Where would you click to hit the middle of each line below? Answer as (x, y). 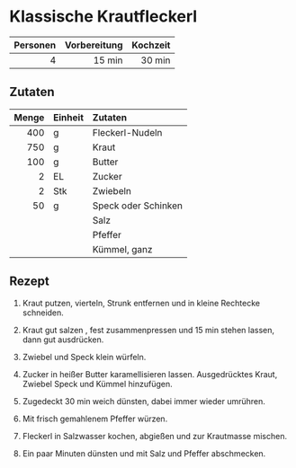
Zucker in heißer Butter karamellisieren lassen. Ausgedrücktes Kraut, (150, 374)
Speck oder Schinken (137, 206)
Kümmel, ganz (122, 249)
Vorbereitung (94, 45)
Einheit (68, 117)
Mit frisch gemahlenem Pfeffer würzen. (95, 419)
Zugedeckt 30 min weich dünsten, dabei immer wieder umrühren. (144, 401)
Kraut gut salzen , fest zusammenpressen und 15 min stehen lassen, (148, 330)
